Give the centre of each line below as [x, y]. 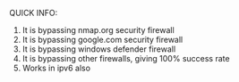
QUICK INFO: [34, 13]
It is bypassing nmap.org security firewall [98, 30]
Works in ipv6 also [56, 68]
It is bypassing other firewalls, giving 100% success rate [126, 58]
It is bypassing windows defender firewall [99, 49]
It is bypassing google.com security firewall [102, 40]
